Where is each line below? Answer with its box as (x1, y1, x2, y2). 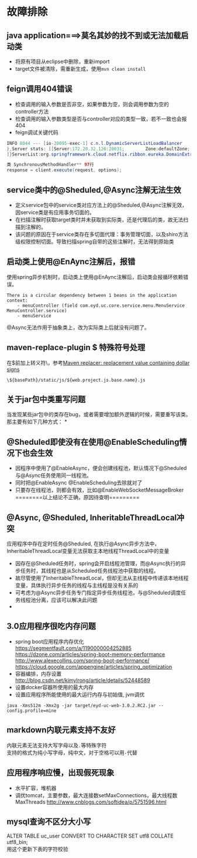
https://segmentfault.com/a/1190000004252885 (15, 644, 132, 652)
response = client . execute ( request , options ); (6, 167, 122, 173)
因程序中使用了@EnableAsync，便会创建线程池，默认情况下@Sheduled (15, 465, 187, 472)
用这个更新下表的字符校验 (6, 846, 68, 853)
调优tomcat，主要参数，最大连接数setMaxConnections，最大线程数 (15, 791, 178, 798)
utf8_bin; (6, 839, 28, 846)
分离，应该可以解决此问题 (35, 597, 98, 604)
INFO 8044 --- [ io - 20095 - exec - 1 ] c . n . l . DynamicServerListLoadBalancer (6, 140, 182, 146)
